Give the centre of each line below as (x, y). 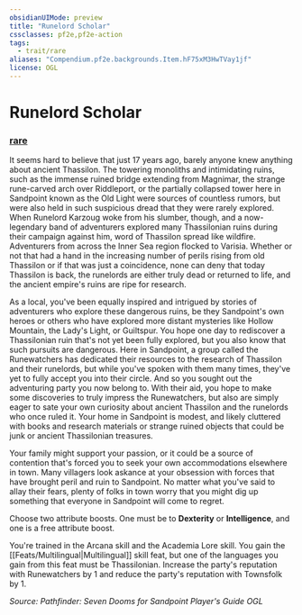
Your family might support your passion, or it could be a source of (132, 453)
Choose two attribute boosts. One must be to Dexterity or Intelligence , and (150, 519)
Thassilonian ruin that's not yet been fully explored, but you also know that (148, 340)
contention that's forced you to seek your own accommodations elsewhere (148, 463)
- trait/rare (42, 51)
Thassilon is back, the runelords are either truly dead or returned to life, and (150, 275)
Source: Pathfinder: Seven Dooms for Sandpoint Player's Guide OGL (136, 601)
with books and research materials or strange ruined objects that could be (147, 426)
